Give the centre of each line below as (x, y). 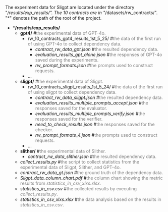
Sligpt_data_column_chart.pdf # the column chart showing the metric (91, 178)
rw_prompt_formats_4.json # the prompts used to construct (96, 135)
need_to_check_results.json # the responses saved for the (95, 124)
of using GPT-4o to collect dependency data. (74, 44)
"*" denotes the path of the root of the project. (53, 18)
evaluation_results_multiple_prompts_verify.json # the (90, 114)
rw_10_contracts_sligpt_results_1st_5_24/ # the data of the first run (95, 87)
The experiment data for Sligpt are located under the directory (70, 7)
